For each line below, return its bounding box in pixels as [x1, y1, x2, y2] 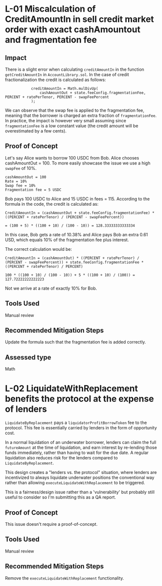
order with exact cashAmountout [5, 24, 141, 35]
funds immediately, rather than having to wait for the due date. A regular [5, 450, 149, 456]
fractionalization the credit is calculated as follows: [5, 77, 106, 82]
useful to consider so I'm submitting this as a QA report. [5, 494, 116, 500]
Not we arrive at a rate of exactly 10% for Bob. [5, 285, 97, 291]
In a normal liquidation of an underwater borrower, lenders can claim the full [5, 439, 156, 445]
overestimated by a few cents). [5, 128, 67, 134]
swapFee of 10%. [5, 165, 37, 171]
